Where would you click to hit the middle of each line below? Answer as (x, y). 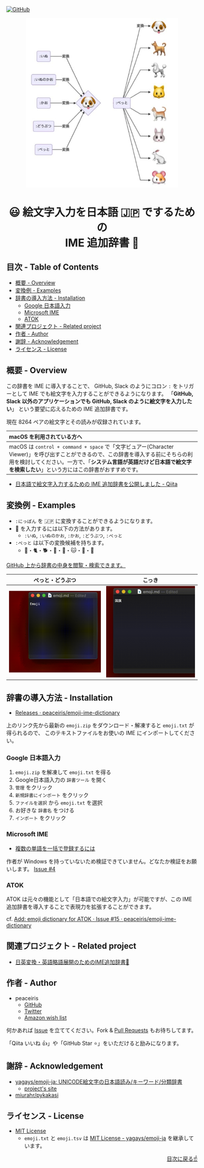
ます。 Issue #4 (36, 869)
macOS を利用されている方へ (46, 437)
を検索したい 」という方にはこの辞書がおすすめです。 (75, 469)
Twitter (33, 1011)
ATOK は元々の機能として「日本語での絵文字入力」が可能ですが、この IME (99, 899)
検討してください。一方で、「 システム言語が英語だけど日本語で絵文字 (106, 462)
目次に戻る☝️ (182, 1159)
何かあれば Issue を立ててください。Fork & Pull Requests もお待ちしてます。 (102, 1030)
